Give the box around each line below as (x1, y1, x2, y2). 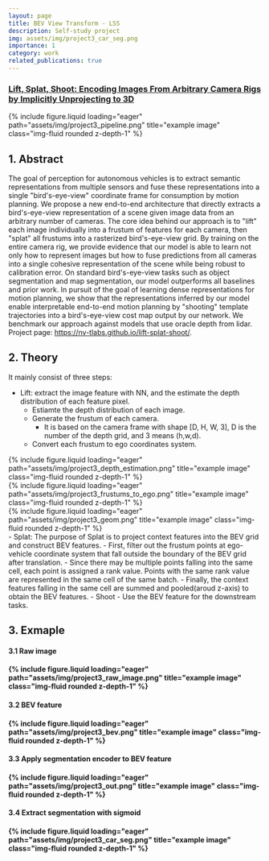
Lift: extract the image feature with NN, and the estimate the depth (19, 387, 240, 397)
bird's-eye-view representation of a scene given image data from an (8, 207, 234, 217)
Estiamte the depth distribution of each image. (31, 404, 185, 415)
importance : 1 (8, 42, 56, 50)
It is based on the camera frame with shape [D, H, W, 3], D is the (43, 422, 257, 432)
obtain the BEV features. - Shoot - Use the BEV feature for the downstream (8, 591, 257, 601)
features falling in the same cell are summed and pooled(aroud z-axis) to (8, 583, 249, 593)
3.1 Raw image (8, 646, 57, 656)
